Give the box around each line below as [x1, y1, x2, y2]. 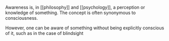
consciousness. [5, 15, 38, 21]
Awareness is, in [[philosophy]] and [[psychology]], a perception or [5, 5, 145, 10]
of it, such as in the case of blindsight [5, 30, 83, 36]
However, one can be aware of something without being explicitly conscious [5, 25, 164, 31]
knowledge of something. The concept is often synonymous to [5, 10, 136, 16]
